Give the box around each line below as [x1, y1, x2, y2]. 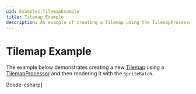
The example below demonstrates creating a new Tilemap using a [6, 64, 164, 71]
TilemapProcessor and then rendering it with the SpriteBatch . [6, 70, 154, 77]
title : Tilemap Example [6, 14, 64, 20]
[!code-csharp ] [6, 81, 43, 88]
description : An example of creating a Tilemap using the [6, 19, 150, 25]
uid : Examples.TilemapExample [6, 8, 80, 15]
